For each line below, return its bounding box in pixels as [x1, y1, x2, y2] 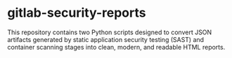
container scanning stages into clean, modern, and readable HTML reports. [7, 43, 226, 51]
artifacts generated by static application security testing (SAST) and [7, 35, 205, 43]
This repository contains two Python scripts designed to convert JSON [7, 28, 212, 36]
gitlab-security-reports [7, 5, 146, 21]
